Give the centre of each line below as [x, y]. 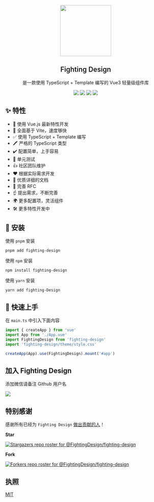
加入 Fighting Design [39, 371]
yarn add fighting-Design [33, 290]
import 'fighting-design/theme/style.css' [51, 344]
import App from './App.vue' [36, 335]
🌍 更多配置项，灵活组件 [38, 200]
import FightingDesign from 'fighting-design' [56, 340]
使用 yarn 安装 [20, 280]
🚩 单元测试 [24, 159]
